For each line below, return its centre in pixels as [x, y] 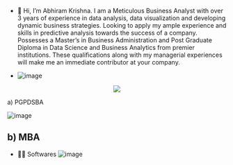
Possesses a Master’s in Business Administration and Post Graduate [114, 40]
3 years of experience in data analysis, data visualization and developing [121, 18]
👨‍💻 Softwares [37, 154]
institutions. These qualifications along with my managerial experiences [120, 55]
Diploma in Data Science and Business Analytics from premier [106, 47]
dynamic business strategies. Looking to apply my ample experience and [122, 25]
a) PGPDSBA [25, 102]
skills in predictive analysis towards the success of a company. [107, 33]
